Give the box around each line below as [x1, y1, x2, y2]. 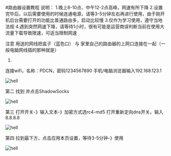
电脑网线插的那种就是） [9, 47, 59, 53]
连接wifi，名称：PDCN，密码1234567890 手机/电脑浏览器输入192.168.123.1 [5, 68, 162, 74]
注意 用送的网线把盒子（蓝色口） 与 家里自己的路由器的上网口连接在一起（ [5, 41, 161, 47]
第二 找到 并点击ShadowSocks [5, 88, 69, 94]
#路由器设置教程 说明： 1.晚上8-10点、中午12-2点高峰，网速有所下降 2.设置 [5, 5, 163, 10]
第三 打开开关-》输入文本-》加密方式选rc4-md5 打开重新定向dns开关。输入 [5, 109, 163, 115]
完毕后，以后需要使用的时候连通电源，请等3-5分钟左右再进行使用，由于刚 [5, 11, 161, 17]
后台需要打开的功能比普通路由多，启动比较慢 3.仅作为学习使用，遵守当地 [9, 17, 163, 23]
